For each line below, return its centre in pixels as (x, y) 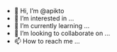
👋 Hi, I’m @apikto (39, 11)
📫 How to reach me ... (47, 41)
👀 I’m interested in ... (44, 18)
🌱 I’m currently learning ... (52, 26)
